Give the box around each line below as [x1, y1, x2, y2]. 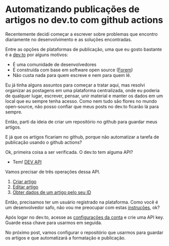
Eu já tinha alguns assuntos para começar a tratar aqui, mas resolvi [5, 82, 145, 88]
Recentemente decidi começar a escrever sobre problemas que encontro [5, 31, 158, 37]
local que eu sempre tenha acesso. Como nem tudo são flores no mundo [5, 98, 157, 104]
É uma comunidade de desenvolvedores [12, 61, 97, 67]
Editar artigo [12, 184, 39, 190]
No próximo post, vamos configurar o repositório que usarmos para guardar [5, 229, 163, 235]
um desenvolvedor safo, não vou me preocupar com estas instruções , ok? [5, 204, 160, 211]
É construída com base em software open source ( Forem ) [12, 67, 133, 73]
